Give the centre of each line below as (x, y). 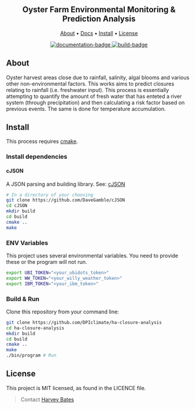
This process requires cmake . (42, 142)
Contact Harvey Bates (47, 399)
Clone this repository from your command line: (63, 312)
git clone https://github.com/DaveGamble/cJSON (66, 200)
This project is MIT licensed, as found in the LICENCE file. (76, 388)
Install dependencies (37, 157)
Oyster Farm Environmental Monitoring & (99, 10)
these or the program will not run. (47, 261)
